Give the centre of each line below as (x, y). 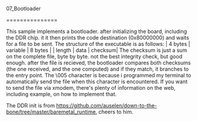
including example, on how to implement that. (61, 94)
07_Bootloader (24, 9)
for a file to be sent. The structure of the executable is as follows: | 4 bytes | (98, 44)
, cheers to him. (114, 112)
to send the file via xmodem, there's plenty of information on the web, (91, 88)
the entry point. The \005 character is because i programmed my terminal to (99, 75)
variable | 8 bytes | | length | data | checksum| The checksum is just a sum (97, 50)
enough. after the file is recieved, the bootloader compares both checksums (98, 63)
